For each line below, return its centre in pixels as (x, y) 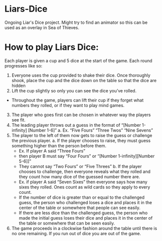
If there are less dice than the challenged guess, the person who (83, 213)
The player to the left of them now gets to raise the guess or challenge (82, 135)
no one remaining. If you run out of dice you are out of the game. (76, 233)
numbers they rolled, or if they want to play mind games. (68, 105)
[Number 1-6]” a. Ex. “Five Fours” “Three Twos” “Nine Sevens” (90, 130)
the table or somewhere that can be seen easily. (67, 223)
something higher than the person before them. (59, 146)
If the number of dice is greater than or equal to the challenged (82, 197)
